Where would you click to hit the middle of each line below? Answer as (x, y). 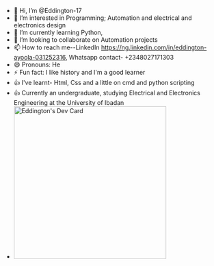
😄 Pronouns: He (37, 64)
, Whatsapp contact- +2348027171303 (120, 57)
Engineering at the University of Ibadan (69, 102)
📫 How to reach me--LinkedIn (56, 47)
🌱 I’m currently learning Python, (58, 32)
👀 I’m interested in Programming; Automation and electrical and (103, 18)
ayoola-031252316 (40, 57)
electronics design (40, 25)
